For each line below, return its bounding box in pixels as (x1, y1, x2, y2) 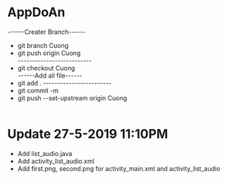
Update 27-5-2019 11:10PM (7, 126, 168, 142)
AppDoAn (7, 4, 66, 20)
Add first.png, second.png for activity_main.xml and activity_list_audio (17, 164, 221, 173)
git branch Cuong (17, 41, 69, 49)
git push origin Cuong (17, 49, 81, 57)
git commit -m (17, 86, 59, 95)
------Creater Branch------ (7, 28, 86, 36)
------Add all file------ (17, 71, 83, 80)
